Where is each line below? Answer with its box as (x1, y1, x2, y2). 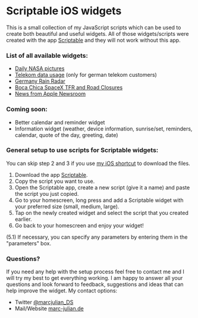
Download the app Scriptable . (14, 171, 88, 178)
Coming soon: (6, 105, 48, 114)
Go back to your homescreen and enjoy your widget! (14, 222, 144, 229)
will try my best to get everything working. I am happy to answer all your (6, 275, 183, 282)
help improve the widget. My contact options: (6, 287, 118, 294)
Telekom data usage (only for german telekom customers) (14, 71, 158, 79)
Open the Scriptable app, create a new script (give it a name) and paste (14, 183, 190, 191)
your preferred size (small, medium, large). (14, 202, 120, 210)
